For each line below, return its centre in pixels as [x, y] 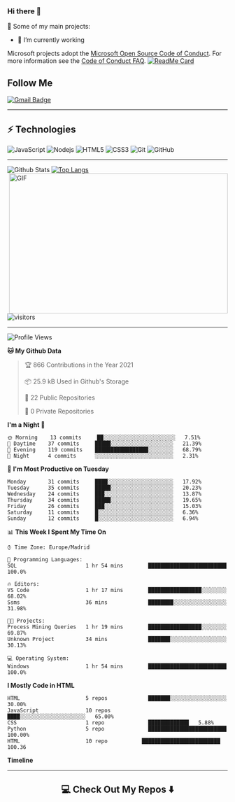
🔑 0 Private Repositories [59, 411]
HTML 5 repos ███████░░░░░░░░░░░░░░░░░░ [117, 698]
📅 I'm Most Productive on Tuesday [58, 469]
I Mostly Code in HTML [41, 685]
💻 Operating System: [38, 658]
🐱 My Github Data [34, 351]
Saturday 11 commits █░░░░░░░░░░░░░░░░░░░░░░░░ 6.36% [103, 512]
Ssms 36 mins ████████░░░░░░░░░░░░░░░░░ [117, 602]
